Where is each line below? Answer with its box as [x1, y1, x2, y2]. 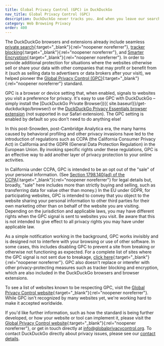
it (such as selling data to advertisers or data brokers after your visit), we [5, 70, 151, 76]
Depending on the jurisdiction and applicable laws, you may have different [5, 208, 154, 214]
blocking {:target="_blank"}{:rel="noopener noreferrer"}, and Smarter [5, 50, 144, 55]
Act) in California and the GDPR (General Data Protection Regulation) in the [5, 141, 155, 147]
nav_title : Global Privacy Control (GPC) [5, 12, 91, 17]
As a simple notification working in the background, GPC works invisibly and [5, 234, 159, 240]
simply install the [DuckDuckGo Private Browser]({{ [5, 101, 108, 106]
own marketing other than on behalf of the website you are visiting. [5, 203, 140, 209]
